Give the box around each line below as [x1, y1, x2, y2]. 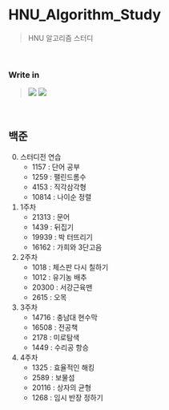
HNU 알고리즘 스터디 [27, 33, 94, 43]
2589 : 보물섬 [31, 373, 75, 383]
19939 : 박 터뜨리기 [31, 233, 94, 242]
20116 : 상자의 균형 [31, 383, 92, 392]
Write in [8, 69, 40, 80]
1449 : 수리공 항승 [31, 343, 90, 352]
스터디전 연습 [19, 152, 62, 162]
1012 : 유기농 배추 [31, 273, 87, 282]
